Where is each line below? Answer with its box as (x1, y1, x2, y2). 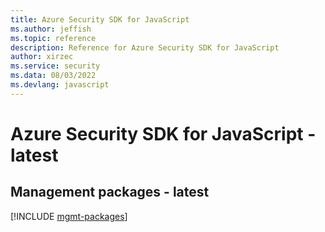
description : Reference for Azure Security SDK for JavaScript (10, 42, 280, 53)
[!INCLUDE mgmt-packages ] (10, 210, 128, 222)
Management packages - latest (10, 184, 210, 201)
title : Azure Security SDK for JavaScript (10, 14, 190, 25)
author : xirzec (10, 52, 74, 62)
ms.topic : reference (10, 33, 97, 43)
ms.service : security (10, 61, 101, 71)
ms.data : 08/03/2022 (10, 71, 97, 81)
